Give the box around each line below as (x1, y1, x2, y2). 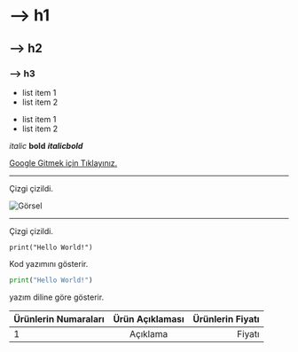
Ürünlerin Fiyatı (192, 312, 260, 325)
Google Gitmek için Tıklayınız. (9, 157, 118, 168)
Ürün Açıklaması (113, 312, 184, 325)
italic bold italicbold (9, 140, 83, 151)
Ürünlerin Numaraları (13, 312, 105, 325)
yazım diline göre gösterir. (9, 292, 105, 302)
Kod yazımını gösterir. (9, 258, 89, 269)
